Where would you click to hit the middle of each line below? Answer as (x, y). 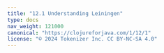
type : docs (23, 20)
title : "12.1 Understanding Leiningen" (65, 13)
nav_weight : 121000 (36, 26)
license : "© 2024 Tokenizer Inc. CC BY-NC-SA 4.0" (82, 39)
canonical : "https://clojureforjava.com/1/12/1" (79, 33)
